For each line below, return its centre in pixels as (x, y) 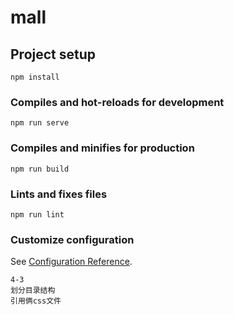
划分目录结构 (33, 291)
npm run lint (37, 214)
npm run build (40, 169)
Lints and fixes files (59, 194)
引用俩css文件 (36, 301)
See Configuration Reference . (71, 262)
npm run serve (40, 123)
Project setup (53, 54)
